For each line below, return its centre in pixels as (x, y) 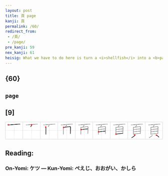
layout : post (19, 10)
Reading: (19, 153)
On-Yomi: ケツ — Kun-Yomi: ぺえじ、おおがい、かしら (71, 169)
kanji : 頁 (15, 21)
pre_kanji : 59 (20, 47)
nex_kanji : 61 (20, 52)
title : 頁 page (20, 16)
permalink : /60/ (22, 26)
